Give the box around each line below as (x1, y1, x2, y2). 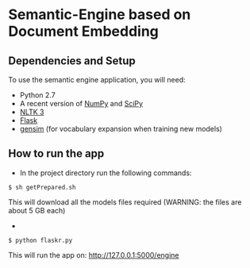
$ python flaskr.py (8, 236, 73, 244)
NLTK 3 (19, 107, 44, 117)
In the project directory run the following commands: (19, 168, 192, 178)
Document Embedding (8, 22, 159, 40)
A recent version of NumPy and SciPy (19, 99, 144, 108)
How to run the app (8, 147, 105, 160)
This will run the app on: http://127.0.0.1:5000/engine (8, 250, 179, 259)
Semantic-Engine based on (8, 6, 191, 24)
